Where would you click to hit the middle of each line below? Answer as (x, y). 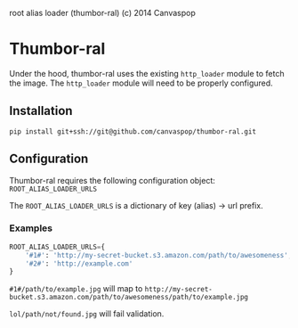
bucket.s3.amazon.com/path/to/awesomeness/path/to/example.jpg (129, 298)
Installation (41, 111)
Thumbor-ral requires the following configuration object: (113, 180)
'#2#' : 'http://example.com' (79, 263)
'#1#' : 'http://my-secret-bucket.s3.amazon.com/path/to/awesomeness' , (159, 255)
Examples (31, 228)
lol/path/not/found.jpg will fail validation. (87, 314)
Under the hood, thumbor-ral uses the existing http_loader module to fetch (147, 73)
